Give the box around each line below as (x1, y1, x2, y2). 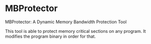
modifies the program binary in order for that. (5, 33, 96, 39)
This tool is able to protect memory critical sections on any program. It (5, 28, 146, 34)
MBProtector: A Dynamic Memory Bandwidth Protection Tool (5, 19, 127, 25)
